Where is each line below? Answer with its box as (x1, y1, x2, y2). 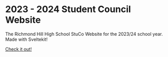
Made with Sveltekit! (5, 36, 48, 42)
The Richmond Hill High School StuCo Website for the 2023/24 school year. (5, 31, 163, 37)
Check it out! (5, 46, 32, 52)
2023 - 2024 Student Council (5, 4, 131, 15)
